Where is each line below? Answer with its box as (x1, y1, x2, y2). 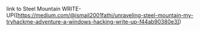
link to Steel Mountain (6, 5, 61, 12)
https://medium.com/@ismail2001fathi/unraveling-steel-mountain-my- (17, 12, 193, 19)
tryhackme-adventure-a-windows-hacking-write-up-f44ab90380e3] (6, 18, 179, 25)
